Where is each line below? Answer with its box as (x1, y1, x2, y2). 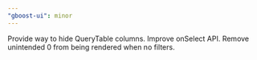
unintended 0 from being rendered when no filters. (7, 42, 175, 52)
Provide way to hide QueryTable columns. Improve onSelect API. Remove (7, 34, 250, 43)
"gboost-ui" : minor (7, 11, 73, 20)
